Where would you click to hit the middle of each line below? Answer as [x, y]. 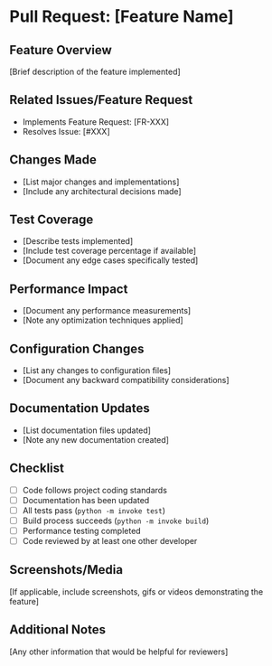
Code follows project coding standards [94, 490]
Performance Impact [69, 289]
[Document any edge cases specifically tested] [110, 260]
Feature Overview [61, 50]
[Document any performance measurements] [107, 311]
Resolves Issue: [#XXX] [66, 131]
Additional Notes [58, 630]
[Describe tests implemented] [78, 241]
